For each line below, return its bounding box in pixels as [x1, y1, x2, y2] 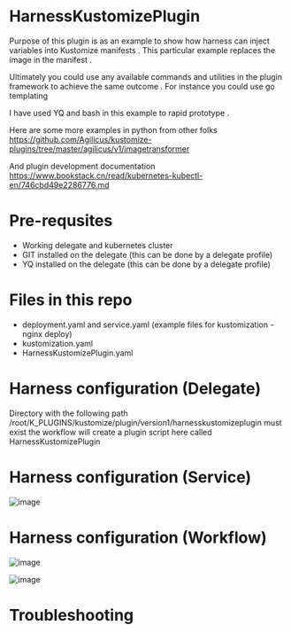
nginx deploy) [21, 328, 73, 339]
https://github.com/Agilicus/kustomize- [9, 134, 152, 145]
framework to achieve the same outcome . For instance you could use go [9, 81, 276, 91]
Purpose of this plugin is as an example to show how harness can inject [9, 35, 270, 46]
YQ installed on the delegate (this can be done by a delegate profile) [21, 259, 272, 270]
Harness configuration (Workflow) [9, 527, 267, 547]
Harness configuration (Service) [9, 467, 252, 487]
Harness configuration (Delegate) [9, 379, 261, 398]
